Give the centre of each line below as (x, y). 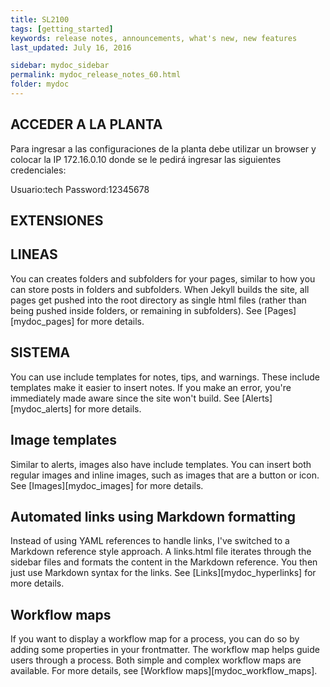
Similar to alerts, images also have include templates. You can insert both (161, 464)
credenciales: (38, 170)
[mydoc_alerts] (41, 408)
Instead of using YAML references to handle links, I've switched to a (150, 541)
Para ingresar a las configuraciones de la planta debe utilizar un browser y (163, 148)
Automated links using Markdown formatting (153, 516)
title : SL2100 (40, 19)
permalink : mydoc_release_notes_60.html (96, 75)
